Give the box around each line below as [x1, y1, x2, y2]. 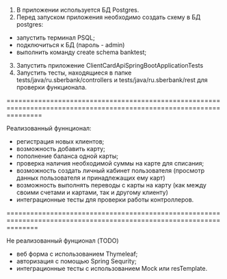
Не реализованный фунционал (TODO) [6, 237, 119, 245]
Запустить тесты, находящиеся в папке [16, 68, 132, 77]
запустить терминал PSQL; [16, 34, 95, 42]
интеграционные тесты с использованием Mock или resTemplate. [16, 265, 208, 272]
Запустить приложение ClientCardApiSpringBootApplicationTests [16, 62, 204, 69]
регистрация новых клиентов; [16, 137, 105, 146]
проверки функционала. [16, 83, 87, 91]
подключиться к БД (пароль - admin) [16, 41, 125, 49]
